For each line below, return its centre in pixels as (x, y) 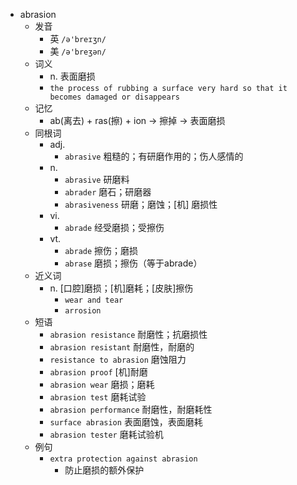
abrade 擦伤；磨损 (101, 250)
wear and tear (94, 300)
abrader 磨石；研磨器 (108, 192)
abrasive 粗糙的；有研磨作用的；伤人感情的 (154, 156)
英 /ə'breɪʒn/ (78, 38)
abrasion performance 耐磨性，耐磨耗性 (131, 409)
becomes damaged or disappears (114, 97)
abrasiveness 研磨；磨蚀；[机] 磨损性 (141, 204)
